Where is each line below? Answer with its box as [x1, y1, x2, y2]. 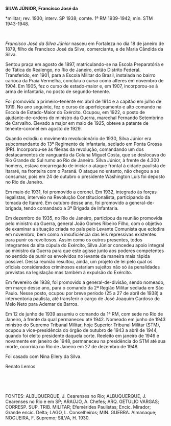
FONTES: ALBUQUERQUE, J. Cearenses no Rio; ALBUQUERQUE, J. [5, 393, 146, 399]
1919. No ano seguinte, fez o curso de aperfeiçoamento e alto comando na [5, 104, 162, 110]
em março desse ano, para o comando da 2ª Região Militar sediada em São [5, 285, 164, 290]
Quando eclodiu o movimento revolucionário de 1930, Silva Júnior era [5, 136, 152, 141]
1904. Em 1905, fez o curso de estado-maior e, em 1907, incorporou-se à [5, 83, 158, 89]
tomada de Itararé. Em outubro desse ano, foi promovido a [5, 200, 128, 206]
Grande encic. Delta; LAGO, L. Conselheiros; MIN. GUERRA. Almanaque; [5, 410, 157, 415]
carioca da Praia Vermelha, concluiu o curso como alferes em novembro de [5, 78, 164, 83]
